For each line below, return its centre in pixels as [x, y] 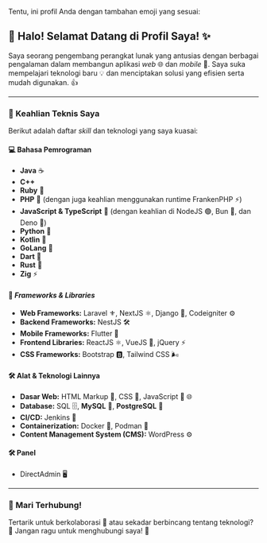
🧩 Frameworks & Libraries [52, 295]
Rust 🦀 [31, 265]
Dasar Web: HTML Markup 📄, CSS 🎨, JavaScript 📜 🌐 [106, 396]
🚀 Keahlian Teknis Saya [54, 113]
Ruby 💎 [32, 191]
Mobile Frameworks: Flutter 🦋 [69, 333]
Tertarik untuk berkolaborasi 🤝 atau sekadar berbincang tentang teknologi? [131, 522]
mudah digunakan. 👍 [43, 82]
